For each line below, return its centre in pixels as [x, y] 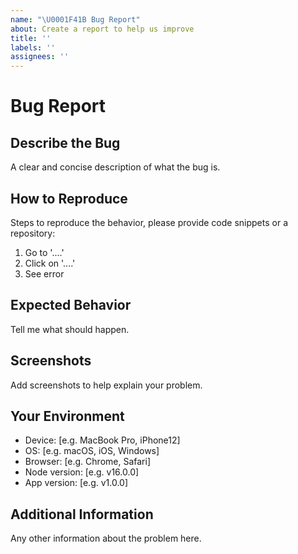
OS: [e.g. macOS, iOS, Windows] [92, 451]
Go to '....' [44, 252]
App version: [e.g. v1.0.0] [76, 483]
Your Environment [67, 416]
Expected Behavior [71, 305]
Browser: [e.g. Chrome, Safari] [87, 462]
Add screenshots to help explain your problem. [106, 385]
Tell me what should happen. [70, 329]
